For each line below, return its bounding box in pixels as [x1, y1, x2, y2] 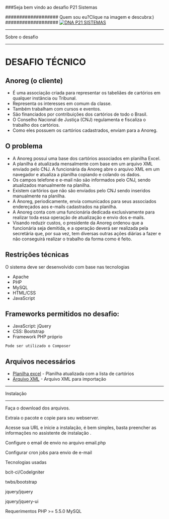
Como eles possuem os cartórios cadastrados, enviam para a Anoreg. [12, 127, 157, 133]
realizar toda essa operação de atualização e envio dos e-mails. [12, 214, 145, 220]
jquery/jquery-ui [5, 498, 39, 504]
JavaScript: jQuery [12, 323, 51, 329]
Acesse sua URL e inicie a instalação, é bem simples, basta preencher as [5, 425, 157, 431]
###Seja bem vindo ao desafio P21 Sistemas [5, 5, 98, 10]
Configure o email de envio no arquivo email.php [5, 440, 106, 446]
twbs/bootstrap [5, 479, 37, 485]
